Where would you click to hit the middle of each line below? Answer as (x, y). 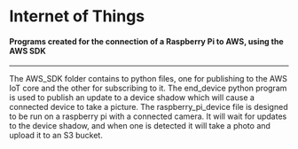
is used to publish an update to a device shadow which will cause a (132, 98)
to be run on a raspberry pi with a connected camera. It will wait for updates (148, 116)
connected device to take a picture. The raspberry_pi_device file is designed (149, 107)
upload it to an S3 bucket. (56, 136)
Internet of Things (77, 16)
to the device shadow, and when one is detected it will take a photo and (140, 126)
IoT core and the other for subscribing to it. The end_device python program (148, 88)
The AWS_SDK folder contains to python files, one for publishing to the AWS (149, 79)
